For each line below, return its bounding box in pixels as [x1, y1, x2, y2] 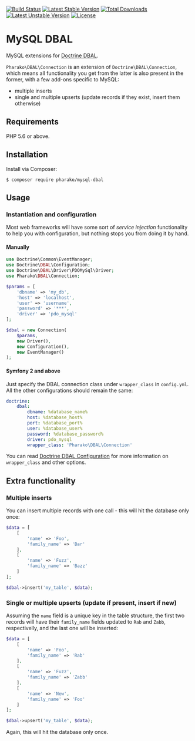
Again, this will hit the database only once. [6, 729, 109, 736]
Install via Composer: [6, 165, 58, 172]
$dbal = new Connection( [6, 327, 67, 333]
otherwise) [14, 100, 41, 107]
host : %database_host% [27, 414, 83, 421]
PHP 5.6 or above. [6, 133, 50, 140]
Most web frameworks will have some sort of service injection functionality [6, 224, 188, 231]
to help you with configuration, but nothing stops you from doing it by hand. [6, 230, 189, 237]
